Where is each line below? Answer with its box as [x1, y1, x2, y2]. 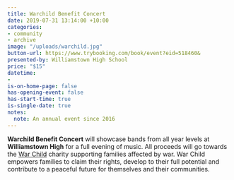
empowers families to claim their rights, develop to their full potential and [7, 157, 220, 166]
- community [7, 30, 42, 37]
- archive [7, 37, 37, 44]
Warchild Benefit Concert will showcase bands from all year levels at [7, 135, 210, 143]
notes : [7, 109, 27, 116]
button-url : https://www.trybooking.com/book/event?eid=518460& [7, 50, 201, 57]
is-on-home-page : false [7, 83, 78, 90]
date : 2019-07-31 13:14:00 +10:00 [7, 17, 110, 24]
